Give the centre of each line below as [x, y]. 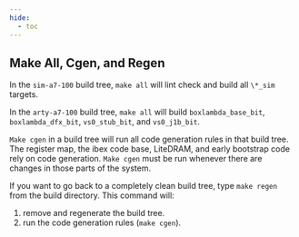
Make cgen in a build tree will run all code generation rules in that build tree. [149, 139]
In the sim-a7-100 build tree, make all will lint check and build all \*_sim [142, 85]
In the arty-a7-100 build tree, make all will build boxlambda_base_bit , [137, 112]
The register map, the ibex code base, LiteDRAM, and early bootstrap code [150, 149]
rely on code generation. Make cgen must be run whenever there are [136, 159]
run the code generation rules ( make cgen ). [102, 222]
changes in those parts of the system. [80, 168]
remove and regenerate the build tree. [94, 213]
